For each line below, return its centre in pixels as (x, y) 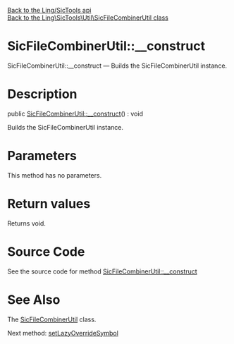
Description (42, 94)
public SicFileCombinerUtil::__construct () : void (75, 113)
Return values (49, 204)
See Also (34, 300)
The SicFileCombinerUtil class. (52, 319)
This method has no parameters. (55, 175)
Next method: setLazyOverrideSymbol (63, 333)
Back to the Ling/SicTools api (49, 10)
